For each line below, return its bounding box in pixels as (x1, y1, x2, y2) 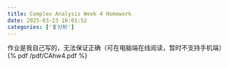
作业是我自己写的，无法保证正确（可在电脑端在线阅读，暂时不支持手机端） (7, 44, 225, 52)
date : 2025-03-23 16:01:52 (7, 17, 87, 24)
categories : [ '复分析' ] (7, 23, 75, 30)
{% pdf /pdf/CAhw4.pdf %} (7, 51, 87, 60)
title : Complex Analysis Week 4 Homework (7, 10, 132, 18)
